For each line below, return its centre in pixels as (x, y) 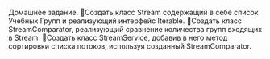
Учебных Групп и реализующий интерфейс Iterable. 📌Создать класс (125, 21)
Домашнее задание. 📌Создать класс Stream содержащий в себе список (133, 12)
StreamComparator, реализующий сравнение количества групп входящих (135, 29)
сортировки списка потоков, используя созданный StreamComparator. (130, 46)
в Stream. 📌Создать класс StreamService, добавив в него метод (118, 37)
